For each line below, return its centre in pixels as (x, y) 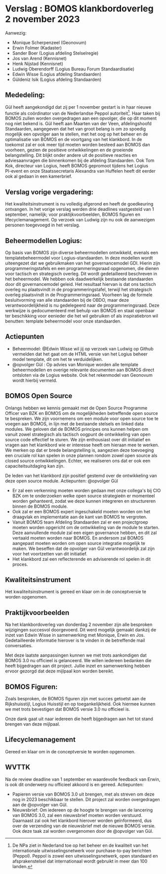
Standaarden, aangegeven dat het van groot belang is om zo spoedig (75, 129)
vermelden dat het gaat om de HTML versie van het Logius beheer (80, 354)
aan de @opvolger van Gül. (40, 805)
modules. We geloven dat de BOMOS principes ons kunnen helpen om (77, 429)
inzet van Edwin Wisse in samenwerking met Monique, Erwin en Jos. (75, 635)
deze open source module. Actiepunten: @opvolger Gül (62, 481)
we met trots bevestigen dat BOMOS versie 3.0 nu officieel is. (68, 709)
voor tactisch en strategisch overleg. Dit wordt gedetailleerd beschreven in (81, 274)
